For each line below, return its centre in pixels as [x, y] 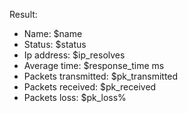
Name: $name [53, 33]
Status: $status [55, 44]
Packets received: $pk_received [90, 87]
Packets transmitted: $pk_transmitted [101, 76]
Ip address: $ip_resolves [74, 55]
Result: [23, 14]
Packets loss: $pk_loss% [75, 97]
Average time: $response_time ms [94, 65]
